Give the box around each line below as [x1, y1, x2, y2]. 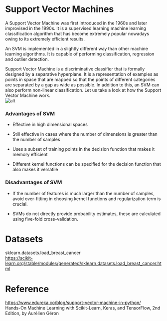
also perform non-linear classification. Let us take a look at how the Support [5, 87, 162, 93]
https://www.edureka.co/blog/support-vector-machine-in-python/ [5, 300, 141, 306]
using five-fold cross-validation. [12, 216, 78, 222]
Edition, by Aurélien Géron [5, 311, 59, 317]
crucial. [12, 201, 28, 207]
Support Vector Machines [5, 3, 114, 15]
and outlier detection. [5, 56, 49, 62]
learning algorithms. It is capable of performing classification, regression [5, 51, 155, 57]
